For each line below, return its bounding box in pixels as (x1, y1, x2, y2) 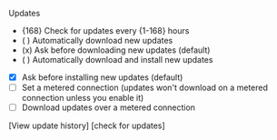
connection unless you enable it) (21, 93, 144, 104)
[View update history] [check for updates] (8, 120, 165, 131)
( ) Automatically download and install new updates (21, 55, 213, 65)
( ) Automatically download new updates (21, 35, 173, 45)
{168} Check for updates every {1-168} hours (21, 25, 190, 35)
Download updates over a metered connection (21, 102, 196, 113)
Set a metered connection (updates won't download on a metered (21, 82, 269, 94)
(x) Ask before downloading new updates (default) (21, 45, 211, 55)
